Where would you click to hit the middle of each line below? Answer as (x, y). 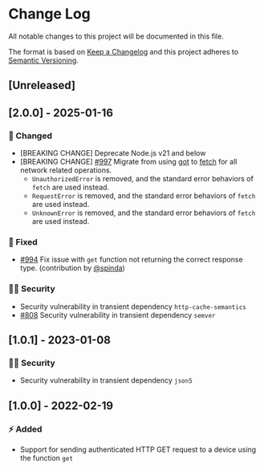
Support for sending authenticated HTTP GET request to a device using (138, 449)
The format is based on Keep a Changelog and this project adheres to (124, 51)
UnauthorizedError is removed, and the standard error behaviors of (143, 179)
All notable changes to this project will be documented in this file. (116, 36)
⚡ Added (25, 428)
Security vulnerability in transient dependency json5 (106, 380)
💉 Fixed (23, 242)
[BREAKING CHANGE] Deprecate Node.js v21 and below (113, 153)
